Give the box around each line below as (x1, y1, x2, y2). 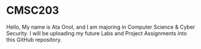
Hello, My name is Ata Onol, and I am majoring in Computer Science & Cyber (6, 23, 196, 30)
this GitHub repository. (6, 36, 62, 43)
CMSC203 (6, 4, 59, 17)
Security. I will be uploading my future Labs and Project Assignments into (6, 29, 187, 36)
